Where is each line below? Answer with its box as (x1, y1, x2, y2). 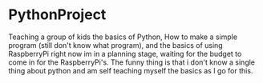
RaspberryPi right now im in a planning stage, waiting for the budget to (8, 49, 242, 58)
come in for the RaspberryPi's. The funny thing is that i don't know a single (8, 57, 255, 67)
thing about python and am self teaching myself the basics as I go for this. (8, 65, 253, 75)
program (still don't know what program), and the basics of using (8, 40, 223, 49)
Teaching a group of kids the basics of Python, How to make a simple (8, 32, 238, 41)
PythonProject (8, 6, 107, 24)
